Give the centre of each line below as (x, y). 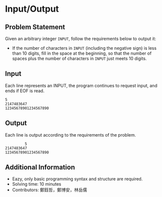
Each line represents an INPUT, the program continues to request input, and (81, 85)
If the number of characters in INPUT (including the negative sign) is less (84, 48)
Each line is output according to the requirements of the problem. (71, 135)
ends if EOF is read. (25, 91)
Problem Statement (35, 27)
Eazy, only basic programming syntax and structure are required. (77, 179)
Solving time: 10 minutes (37, 184)
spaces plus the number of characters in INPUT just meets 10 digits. (80, 59)
